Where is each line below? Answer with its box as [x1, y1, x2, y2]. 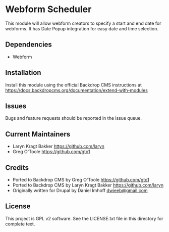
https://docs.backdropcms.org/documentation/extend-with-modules [5, 87, 148, 93]
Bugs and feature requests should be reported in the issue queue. [5, 115, 142, 121]
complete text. [5, 221, 35, 227]
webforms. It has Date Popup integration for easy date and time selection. [5, 25, 159, 31]
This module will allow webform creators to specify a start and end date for [5, 20, 161, 26]
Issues [5, 102, 27, 110]
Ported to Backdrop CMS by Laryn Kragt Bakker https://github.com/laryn [12, 182, 164, 188]
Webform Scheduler [5, 4, 92, 15]
